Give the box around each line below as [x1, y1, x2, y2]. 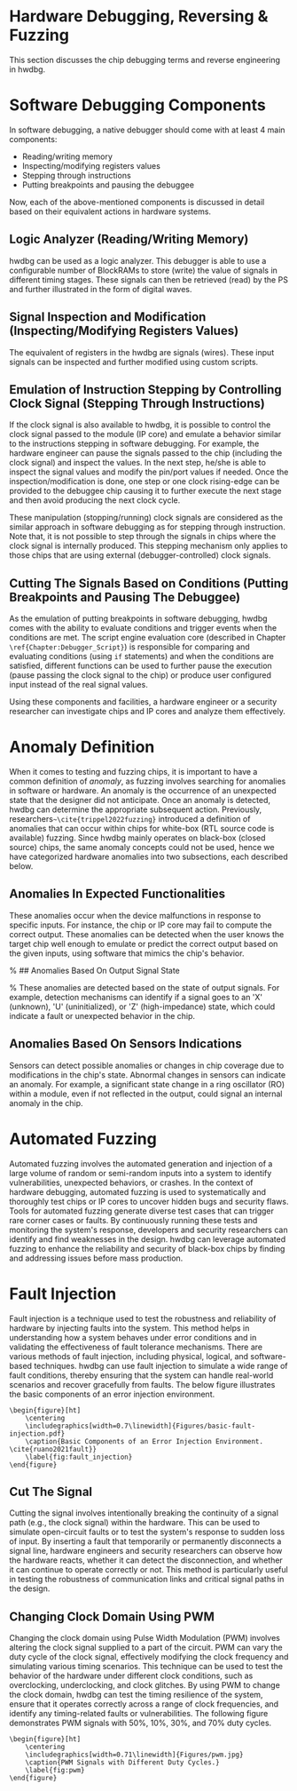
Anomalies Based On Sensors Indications [9, 1037, 242, 1052]
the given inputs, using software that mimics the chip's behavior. [9, 948, 245, 959]
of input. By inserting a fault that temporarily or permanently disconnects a [9, 1536, 282, 1547]
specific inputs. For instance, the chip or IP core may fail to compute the [9, 919, 272, 930]
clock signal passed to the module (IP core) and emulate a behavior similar [9, 429, 282, 440]
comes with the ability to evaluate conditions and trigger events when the [9, 623, 277, 633]
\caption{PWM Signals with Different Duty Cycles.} [25, 1758, 220, 1767]
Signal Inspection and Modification [9, 309, 207, 325]
